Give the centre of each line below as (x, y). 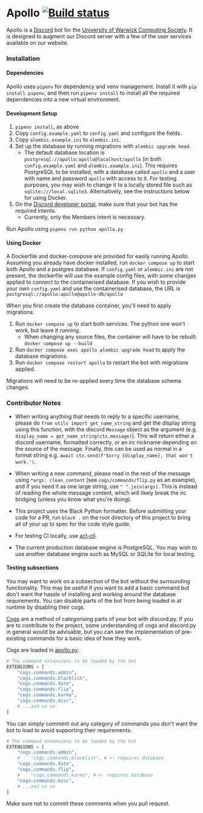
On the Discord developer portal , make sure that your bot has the (96, 204)
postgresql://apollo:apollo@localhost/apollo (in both (93, 159)
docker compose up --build (58, 344)
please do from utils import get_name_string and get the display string (105, 423)
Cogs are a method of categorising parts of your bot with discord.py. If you (100, 619)
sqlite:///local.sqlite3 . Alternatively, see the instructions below (107, 191)
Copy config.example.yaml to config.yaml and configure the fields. (98, 133)
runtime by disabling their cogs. (46, 607)
